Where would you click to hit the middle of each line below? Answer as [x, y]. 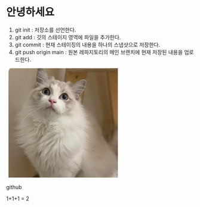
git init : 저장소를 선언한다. [45, 30]
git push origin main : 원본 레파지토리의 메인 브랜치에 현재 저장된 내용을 [99, 52]
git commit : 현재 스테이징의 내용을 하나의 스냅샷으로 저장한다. [87, 45]
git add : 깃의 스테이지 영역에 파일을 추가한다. [68, 37]
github [14, 187]
